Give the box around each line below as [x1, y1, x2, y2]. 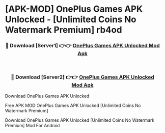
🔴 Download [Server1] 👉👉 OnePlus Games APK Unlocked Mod [5, 42, 160, 49]
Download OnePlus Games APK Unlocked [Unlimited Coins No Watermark [5, 117, 155, 123]
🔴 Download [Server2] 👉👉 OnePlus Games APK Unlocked [10, 74, 155, 80]
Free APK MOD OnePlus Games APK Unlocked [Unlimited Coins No [5, 102, 141, 108]
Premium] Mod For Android [5, 122, 60, 128]
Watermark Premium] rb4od [5, 25, 122, 35]
